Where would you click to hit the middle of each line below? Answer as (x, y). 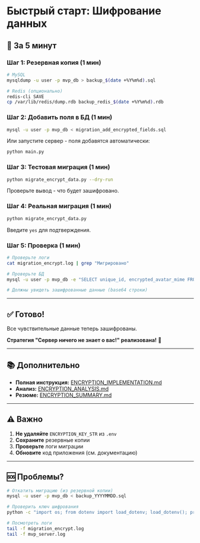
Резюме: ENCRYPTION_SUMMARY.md (64, 395)
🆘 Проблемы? (35, 477)
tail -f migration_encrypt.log (45, 528)
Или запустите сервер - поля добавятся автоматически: (78, 141)
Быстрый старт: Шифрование (84, 11)
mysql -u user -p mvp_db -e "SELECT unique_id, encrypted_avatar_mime (96, 280)
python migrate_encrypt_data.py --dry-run (60, 180)
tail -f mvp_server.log (36, 534)
